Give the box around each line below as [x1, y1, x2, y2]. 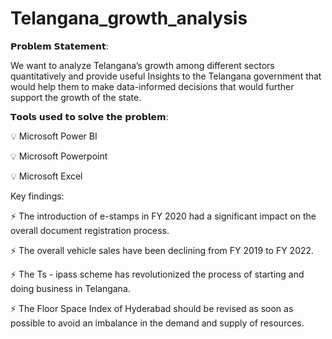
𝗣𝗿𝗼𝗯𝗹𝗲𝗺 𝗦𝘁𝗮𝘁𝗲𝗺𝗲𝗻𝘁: [10, 40, 109, 52]
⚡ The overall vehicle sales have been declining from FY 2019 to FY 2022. [10, 244, 315, 256]
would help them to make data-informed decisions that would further [10, 80, 295, 92]
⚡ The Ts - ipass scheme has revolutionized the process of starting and [10, 268, 305, 280]
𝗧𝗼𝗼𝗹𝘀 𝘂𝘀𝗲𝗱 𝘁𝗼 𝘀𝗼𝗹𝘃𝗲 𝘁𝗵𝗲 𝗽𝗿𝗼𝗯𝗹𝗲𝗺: [10, 110, 169, 122]
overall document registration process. [10, 224, 170, 236]
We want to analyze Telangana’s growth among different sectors [10, 59, 275, 71]
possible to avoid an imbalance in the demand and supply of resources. [10, 317, 305, 329]
